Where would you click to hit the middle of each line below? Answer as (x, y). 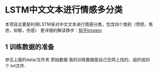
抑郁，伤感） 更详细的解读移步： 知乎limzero (58, 30)
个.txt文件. (15, 65)
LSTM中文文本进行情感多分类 (64, 10)
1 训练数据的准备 (30, 47)
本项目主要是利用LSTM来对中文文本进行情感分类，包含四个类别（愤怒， (77, 24)
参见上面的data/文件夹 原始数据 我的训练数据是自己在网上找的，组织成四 (77, 59)
